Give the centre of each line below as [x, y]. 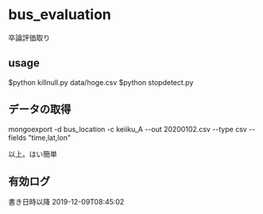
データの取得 [40, 109]
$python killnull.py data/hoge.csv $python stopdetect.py [101, 82]
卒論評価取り [29, 37]
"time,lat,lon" [50, 138]
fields [17, 138]
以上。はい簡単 [33, 154]
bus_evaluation [60, 15]
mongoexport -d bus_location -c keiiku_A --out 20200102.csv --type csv [128, 129]
